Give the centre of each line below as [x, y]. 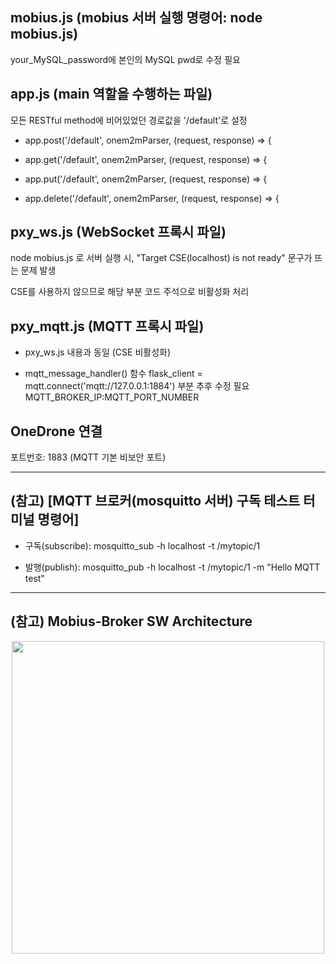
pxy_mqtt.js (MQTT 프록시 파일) [107, 326]
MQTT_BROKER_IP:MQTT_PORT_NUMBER [112, 397]
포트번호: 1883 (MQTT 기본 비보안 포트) [88, 457]
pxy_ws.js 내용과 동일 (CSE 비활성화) [98, 352]
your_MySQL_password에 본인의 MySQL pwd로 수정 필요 [125, 59]
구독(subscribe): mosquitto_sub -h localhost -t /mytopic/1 [142, 545]
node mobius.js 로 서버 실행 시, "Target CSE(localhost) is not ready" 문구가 [161, 258]
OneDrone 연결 [56, 431]
